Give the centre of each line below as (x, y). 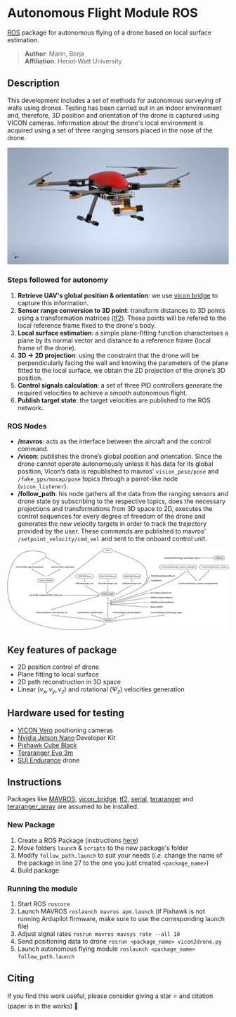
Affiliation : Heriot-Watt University (73, 61)
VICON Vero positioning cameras (65, 730)
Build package (38, 870)
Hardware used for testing (66, 713)
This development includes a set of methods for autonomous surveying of (114, 100)
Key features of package (62, 650)
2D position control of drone (58, 667)
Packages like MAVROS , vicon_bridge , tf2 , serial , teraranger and (100, 799)
